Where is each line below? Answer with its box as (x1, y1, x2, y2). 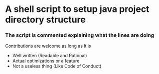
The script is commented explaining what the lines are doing (5, 32, 155, 39)
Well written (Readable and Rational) (12, 53, 87, 59)
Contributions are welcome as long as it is (5, 43, 91, 49)
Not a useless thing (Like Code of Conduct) (12, 63, 102, 69)
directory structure (5, 14, 86, 25)
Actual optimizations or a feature (12, 58, 80, 64)
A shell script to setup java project (5, 3, 150, 15)
